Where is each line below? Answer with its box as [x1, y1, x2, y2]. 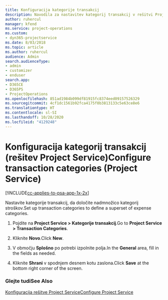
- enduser [5, 73, 26, 78]
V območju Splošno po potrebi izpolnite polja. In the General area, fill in [12, 245, 159, 251]
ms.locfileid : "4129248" [5, 119, 57, 125]
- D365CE [5, 82, 23, 87]
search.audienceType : [5, 59, 50, 64]
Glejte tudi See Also [5, 277, 53, 284]
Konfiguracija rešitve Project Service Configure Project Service [5, 289, 133, 295]
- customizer [5, 68, 32, 73]
